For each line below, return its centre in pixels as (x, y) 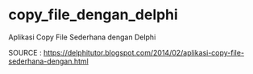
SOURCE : (25, 52)
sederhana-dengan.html (48, 61)
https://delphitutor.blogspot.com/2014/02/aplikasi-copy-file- (143, 52)
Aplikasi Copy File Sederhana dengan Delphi (82, 37)
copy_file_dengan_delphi (93, 15)
